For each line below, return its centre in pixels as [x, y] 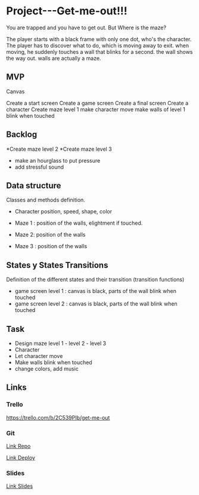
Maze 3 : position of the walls [51, 246]
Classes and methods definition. [46, 200]
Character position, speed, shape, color [63, 212]
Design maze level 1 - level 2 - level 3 [60, 343]
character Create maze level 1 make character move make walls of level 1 [96, 109]
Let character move [39, 356]
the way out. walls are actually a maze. [54, 58]
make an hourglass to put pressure [57, 160]
